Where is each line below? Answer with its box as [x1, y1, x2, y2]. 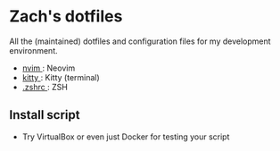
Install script [9, 107, 80, 122]
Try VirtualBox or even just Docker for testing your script [21, 131, 230, 142]
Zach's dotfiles [9, 6, 123, 27]
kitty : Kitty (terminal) [21, 71, 100, 82]
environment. [9, 45, 58, 55]
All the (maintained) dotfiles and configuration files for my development [9, 36, 271, 46]
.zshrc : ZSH [21, 81, 69, 92]
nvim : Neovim [21, 63, 76, 73]
